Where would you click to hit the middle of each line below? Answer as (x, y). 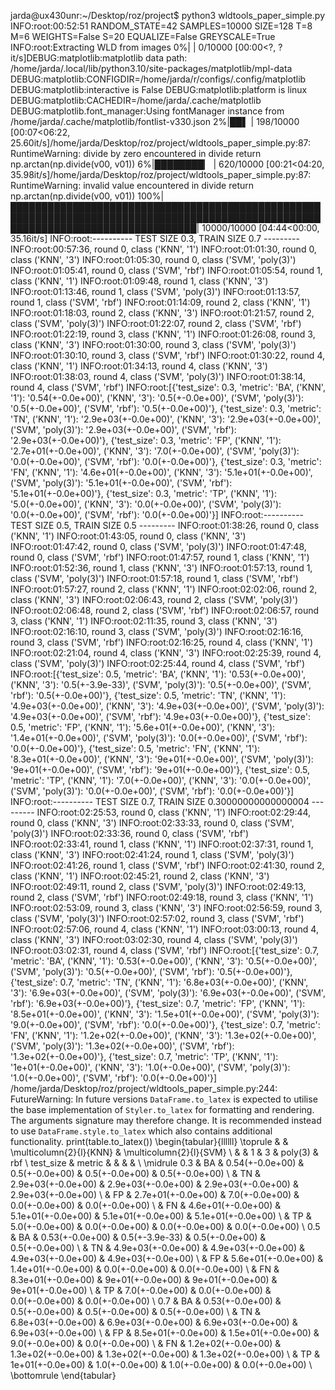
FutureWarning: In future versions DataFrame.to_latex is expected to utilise (164, 1099)
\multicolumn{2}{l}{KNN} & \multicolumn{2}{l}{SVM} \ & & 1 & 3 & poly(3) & (164, 1152)
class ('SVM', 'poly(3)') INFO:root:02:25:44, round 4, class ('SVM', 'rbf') (158, 663)
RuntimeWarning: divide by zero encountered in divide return (136, 153)
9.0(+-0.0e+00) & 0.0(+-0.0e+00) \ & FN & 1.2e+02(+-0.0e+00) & (146, 1343)
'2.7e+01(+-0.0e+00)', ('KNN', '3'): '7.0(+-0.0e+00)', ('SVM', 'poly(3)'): (155, 451)
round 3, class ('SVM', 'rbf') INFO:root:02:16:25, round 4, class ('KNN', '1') (162, 642)
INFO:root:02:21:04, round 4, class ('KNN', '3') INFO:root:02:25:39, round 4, (166, 653)
